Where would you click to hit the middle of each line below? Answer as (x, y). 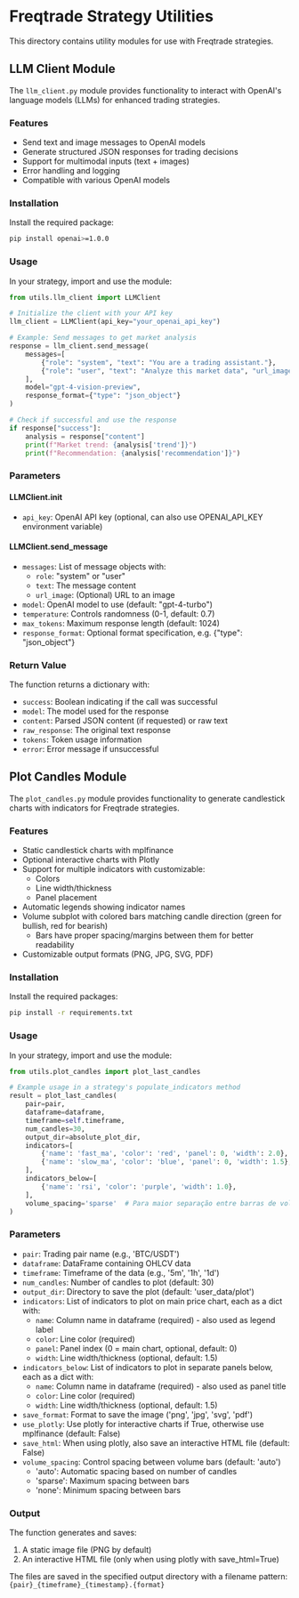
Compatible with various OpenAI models (96, 181)
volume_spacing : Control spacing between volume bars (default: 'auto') (152, 1462)
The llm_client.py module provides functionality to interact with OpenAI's (145, 90)
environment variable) (62, 526)
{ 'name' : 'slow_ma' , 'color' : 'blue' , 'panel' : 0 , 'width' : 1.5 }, (167, 1162)
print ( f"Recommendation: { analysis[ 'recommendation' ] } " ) (133, 453)
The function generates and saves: (73, 1533)
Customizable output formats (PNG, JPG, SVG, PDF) (117, 955)
